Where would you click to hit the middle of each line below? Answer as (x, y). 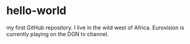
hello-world (37, 11)
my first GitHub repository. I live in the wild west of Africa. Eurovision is (95, 28)
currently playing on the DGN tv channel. (58, 34)
